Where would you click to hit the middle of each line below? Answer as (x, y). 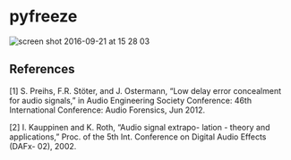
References (42, 69)
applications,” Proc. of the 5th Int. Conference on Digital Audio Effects (138, 137)
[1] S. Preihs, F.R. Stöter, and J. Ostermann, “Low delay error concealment (145, 90)
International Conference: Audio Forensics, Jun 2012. (107, 110)
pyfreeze (43, 17)
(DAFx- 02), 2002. (43, 146)
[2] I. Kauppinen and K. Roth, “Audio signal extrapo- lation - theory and (140, 127)
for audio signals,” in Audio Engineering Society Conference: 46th (131, 100)
